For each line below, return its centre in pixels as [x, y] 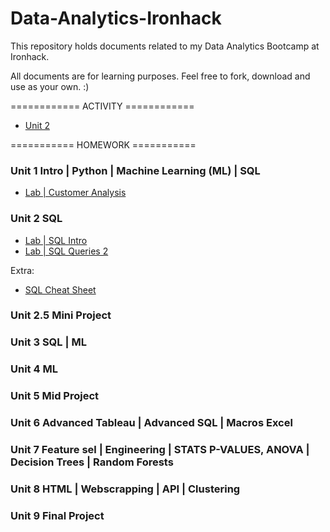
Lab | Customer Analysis [75, 193]
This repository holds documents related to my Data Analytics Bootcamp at [165, 46]
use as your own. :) [50, 86]
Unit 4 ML [34, 369]
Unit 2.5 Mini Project [61, 315]
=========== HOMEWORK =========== [103, 144]
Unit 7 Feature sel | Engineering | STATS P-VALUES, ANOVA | [160, 450]
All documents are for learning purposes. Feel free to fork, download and [160, 76]
